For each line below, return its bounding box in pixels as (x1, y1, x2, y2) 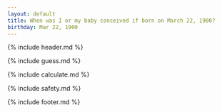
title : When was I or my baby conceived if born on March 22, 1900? (7, 17, 216, 24)
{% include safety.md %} (7, 84, 81, 93)
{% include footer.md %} (7, 98, 81, 106)
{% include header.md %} (7, 43, 84, 52)
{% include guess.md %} (7, 57, 81, 65)
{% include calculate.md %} (7, 70, 90, 79)
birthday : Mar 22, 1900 (7, 23, 79, 30)
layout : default (7, 10, 56, 18)
